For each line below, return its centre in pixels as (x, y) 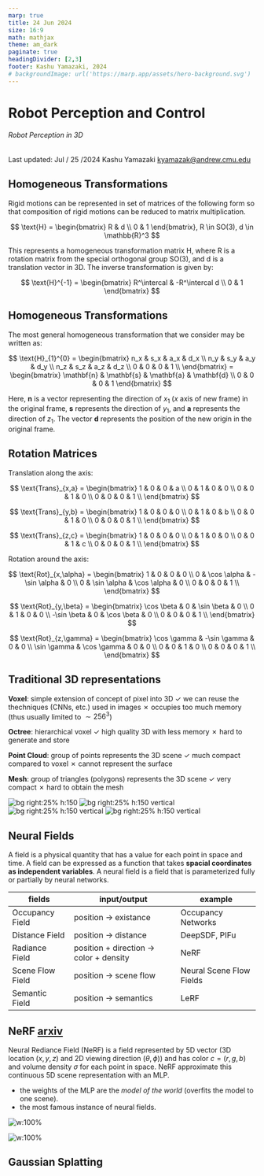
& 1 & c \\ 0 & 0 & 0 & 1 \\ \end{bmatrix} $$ (132, 543)
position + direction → (114, 948)
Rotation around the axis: (48, 559)
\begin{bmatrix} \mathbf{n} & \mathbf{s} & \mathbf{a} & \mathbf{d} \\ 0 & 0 (132, 375)
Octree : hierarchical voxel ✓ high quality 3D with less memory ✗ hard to (125, 732)
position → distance (110, 935)
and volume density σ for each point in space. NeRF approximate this (120, 1067)
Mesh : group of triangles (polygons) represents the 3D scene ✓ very (120, 779)
